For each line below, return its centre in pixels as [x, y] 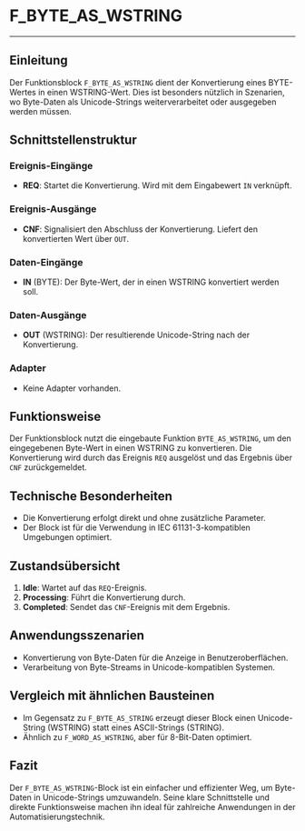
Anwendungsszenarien [77, 636]
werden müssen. [41, 111]
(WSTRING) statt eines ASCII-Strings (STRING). [136, 727]
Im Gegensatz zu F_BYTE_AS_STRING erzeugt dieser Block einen [139, 717]
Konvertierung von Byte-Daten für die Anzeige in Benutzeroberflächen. [155, 657]
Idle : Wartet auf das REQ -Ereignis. [84, 588]
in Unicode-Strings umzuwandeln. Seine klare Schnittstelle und [152, 797]
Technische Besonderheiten [91, 496]
